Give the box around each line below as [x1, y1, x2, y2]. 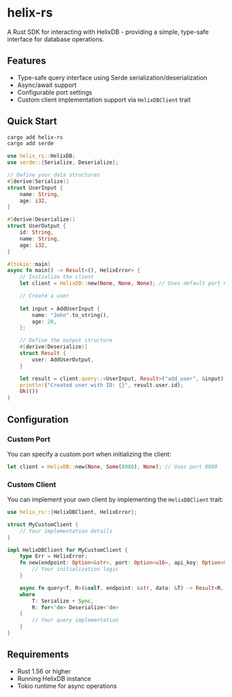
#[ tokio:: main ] [7, 260, 51, 267]
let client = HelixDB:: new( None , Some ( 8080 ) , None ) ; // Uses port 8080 [7, 463, 217, 470]
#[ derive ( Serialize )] [7, 178, 70, 184]
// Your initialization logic [32, 566, 119, 573]
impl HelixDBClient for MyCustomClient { [7, 546, 128, 553]
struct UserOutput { [7, 222, 67, 229]
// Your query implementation [32, 617, 119, 624]
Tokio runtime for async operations [17, 682, 117, 690]
